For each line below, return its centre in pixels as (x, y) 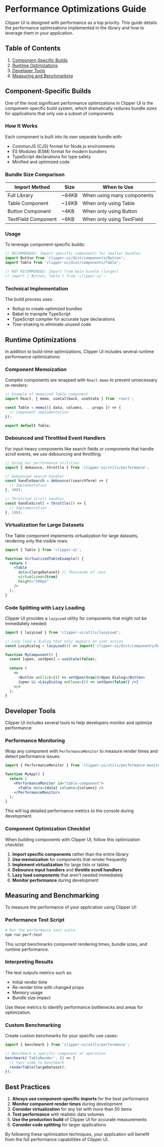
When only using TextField (113, 219)
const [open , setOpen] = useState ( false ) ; (53, 659)
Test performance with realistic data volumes (58, 1114)
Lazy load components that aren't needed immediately (68, 875)
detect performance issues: (33, 756)
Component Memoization (36, 369)
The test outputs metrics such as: (39, 972)
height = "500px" (33, 582)
